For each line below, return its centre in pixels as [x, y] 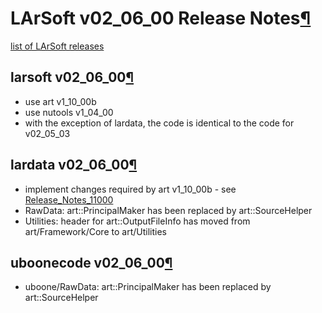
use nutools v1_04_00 [69, 112]
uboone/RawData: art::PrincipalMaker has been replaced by [148, 287]
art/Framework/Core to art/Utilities [95, 231]
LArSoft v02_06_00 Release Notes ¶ [161, 18]
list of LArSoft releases [57, 46]
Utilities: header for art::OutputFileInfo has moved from [137, 221]
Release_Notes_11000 [69, 199]
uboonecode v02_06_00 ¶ [91, 262]
